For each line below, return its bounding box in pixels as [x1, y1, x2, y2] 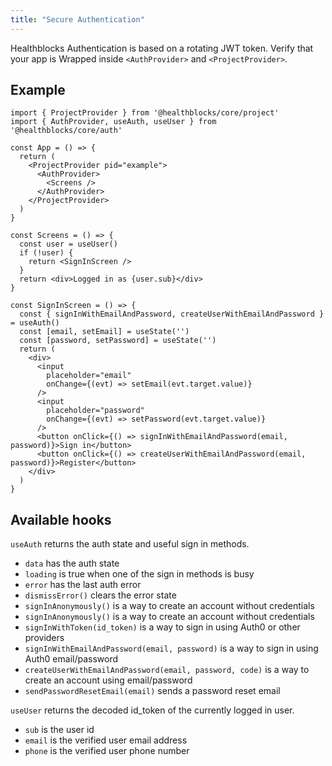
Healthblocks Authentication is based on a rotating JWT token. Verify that [10, 42, 314, 54]
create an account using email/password [24, 674, 193, 686]
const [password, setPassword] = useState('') [19, 336, 217, 346]
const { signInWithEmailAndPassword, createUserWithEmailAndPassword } [19, 309, 325, 320]
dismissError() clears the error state [24, 589, 177, 601]
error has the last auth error [24, 579, 142, 591]
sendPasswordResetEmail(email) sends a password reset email [24, 685, 281, 697]
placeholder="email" [46, 371, 132, 381]
